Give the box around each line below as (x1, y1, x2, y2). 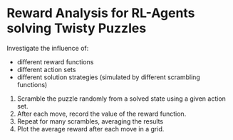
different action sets (16, 65, 76, 74)
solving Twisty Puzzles (6, 20, 147, 36)
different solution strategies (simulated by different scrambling (16, 73, 200, 81)
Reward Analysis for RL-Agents (6, 5, 195, 21)
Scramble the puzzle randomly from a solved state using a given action (16, 94, 226, 103)
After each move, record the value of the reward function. (16, 109, 187, 118)
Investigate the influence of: (6, 44, 89, 52)
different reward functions (16, 57, 94, 66)
